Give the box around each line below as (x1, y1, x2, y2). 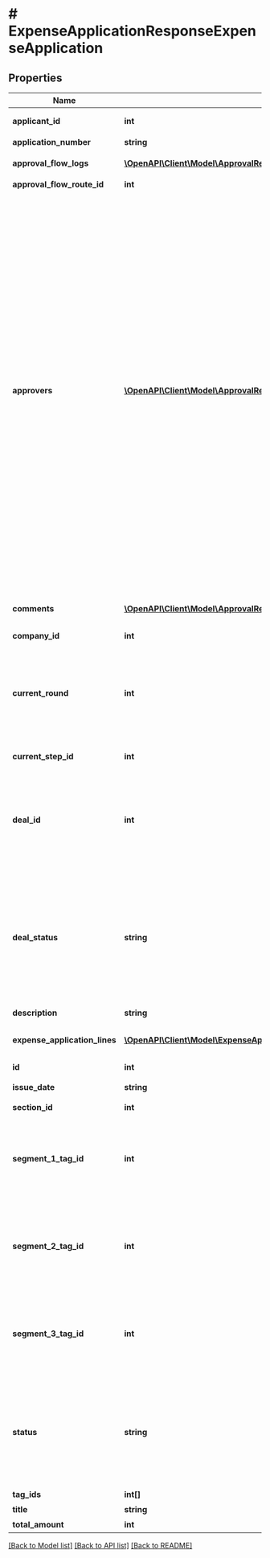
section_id (12, 1102, 54, 1112)
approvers (12, 385, 53, 396)
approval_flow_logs (12, 158, 89, 169)
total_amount (12, 1519, 64, 1530)
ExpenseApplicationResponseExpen (8, 22, 257, 40)
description (12, 1007, 58, 1018)
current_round (12, 688, 69, 698)
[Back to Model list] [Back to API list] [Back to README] (8, 1541, 193, 1550)
